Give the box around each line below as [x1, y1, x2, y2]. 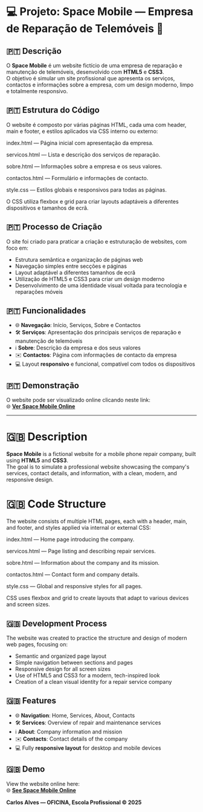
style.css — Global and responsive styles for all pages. [6, 583, 143, 590]
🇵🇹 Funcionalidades [6, 306, 86, 316]
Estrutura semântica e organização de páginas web [14, 256, 143, 263]
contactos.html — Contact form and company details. [6, 571, 140, 578]
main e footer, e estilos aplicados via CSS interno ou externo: [6, 128, 158, 135]
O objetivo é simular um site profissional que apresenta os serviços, [6, 75, 175, 82]
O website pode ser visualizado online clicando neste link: [6, 397, 151, 404]
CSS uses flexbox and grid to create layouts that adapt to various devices [6, 594, 189, 602]
